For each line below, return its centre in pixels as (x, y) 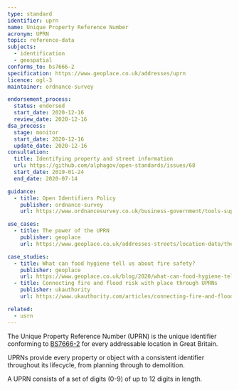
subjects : (22, 47)
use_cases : (23, 224)
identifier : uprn (33, 21)
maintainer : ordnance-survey (51, 87)
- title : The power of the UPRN (62, 231)
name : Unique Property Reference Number (68, 27)
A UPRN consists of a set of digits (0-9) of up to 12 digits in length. (105, 379)
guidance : (22, 191)
